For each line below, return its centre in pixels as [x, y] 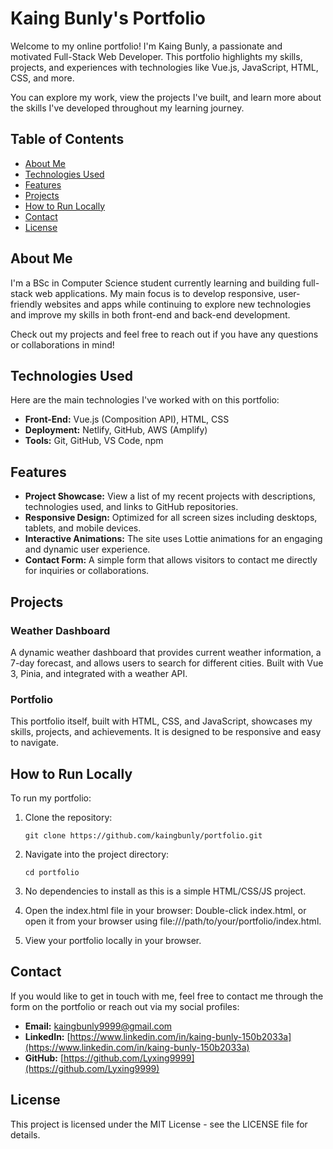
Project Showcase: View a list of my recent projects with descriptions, [170, 496]
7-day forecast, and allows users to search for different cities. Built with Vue [167, 663]
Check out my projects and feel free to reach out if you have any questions [164, 334]
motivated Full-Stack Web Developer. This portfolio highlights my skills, [156, 56]
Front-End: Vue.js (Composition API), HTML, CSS [127, 419]
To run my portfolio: [51, 798]
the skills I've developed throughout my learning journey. [127, 108]
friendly [26, 304]
